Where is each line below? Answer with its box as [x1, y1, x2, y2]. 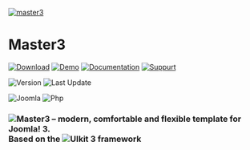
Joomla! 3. [8, 123, 50, 134]
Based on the [8, 133, 61, 144]
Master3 [8, 36, 67, 54]
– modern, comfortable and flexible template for [51, 113, 242, 124]
